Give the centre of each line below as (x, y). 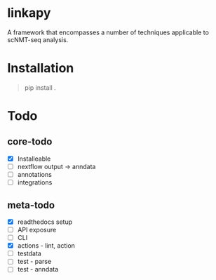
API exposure (37, 230)
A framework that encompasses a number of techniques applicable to (108, 32)
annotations (35, 174)
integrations (35, 182)
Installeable (34, 159)
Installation (41, 68)
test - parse (34, 262)
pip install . (40, 87)
